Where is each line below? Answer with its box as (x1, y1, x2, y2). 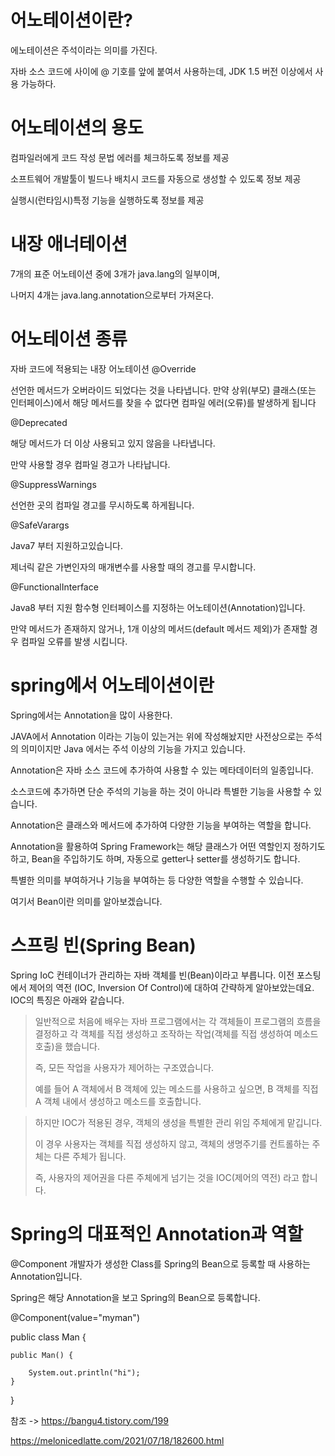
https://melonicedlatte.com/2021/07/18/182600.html (10, 1434, 225, 1446)
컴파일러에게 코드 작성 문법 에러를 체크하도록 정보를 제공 (10, 151, 230, 163)
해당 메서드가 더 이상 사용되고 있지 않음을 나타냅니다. (10, 437, 216, 449)
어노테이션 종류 (10, 328, 128, 350)
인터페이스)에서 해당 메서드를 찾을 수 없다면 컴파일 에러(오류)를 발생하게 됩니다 (10, 396, 317, 408)
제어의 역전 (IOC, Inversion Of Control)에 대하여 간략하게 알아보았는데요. (28, 981, 315, 993)
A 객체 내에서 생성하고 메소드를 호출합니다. (34, 1095, 202, 1107)
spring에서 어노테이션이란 (10, 674, 215, 696)
